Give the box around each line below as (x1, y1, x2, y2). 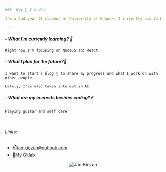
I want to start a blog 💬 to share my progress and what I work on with (5, 71, 158, 76)
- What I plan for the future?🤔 (5, 59, 67, 65)
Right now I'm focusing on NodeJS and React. (5, 48, 100, 53)
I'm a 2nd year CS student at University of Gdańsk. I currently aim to (5, 16, 158, 21)
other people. (5, 75, 35, 81)
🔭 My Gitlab (12, 152, 35, 158)
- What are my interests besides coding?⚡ (5, 95, 93, 101)
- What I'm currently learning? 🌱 (5, 36, 73, 42)
